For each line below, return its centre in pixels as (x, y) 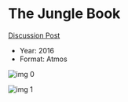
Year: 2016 (37, 50)
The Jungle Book (64, 14)
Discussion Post (34, 35)
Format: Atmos (44, 59)
